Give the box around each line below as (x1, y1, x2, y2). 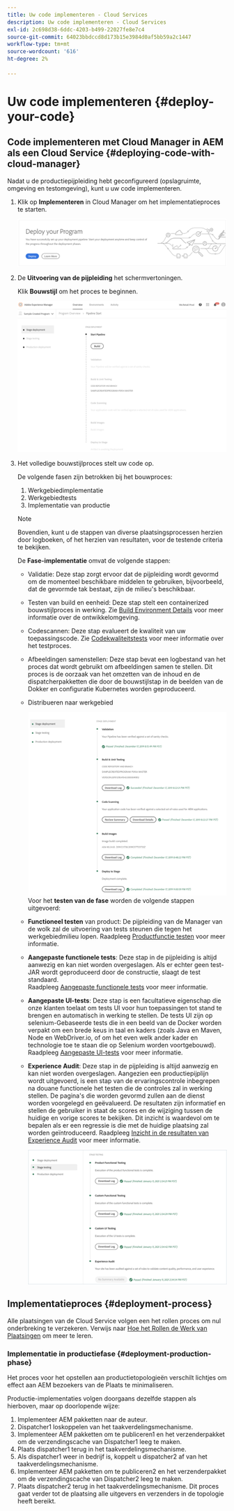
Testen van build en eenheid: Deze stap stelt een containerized (27, 598, 209, 607)
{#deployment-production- (117, 1348, 212, 1358)
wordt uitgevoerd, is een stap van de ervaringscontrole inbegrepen (27, 1077, 220, 1085)
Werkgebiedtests (27, 494, 77, 502)
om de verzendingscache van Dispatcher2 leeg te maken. (17, 1475, 183, 1483)
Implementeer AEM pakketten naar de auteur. (17, 1415, 148, 1424)
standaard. (27, 975, 59, 984)
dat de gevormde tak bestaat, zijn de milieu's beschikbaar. (27, 585, 196, 594)
